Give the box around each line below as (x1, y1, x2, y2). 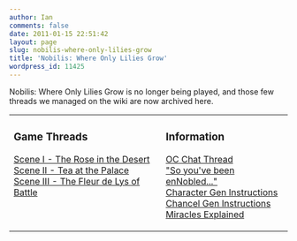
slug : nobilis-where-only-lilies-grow (9, 46, 152, 55)
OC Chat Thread (165, 153, 233, 165)
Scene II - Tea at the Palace (13, 164, 130, 177)
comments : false (9, 21, 69, 30)
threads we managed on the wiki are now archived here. (9, 95, 214, 106)
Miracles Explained (165, 208, 245, 221)
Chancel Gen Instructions (165, 197, 271, 209)
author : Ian (9, 12, 53, 22)
